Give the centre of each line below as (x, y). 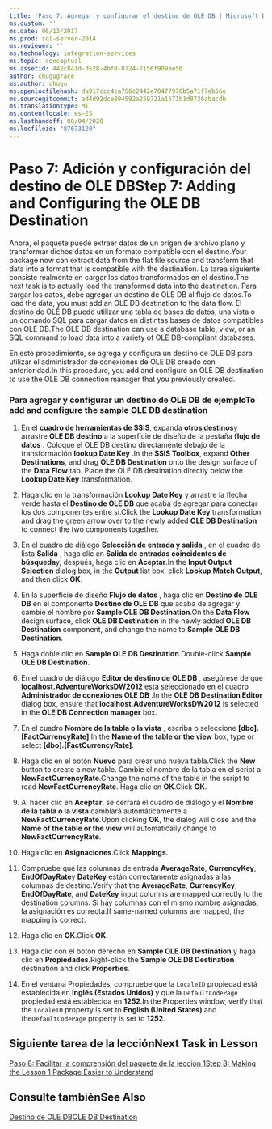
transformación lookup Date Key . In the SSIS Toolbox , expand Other (135, 453)
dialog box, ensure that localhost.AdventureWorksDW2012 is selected (140, 703)
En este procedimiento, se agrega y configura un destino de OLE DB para (131, 353)
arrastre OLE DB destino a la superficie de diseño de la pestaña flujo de (140, 436)
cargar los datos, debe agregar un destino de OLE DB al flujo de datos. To (131, 294)
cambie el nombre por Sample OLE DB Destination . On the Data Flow (135, 612)
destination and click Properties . (75, 968)
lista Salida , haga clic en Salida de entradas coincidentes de (123, 553)
